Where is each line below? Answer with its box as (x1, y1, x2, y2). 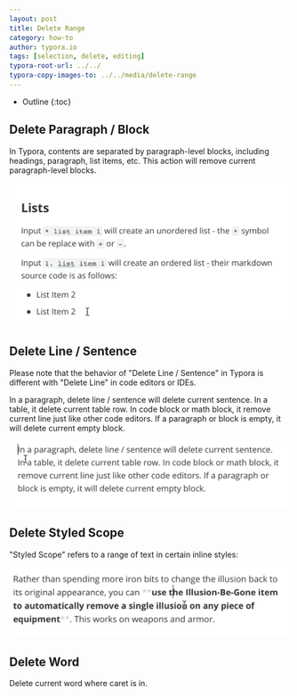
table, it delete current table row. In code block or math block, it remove (9, 404, 271, 414)
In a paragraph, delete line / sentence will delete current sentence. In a (9, 394, 269, 405)
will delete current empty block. (9, 422, 125, 433)
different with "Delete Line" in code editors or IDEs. (9, 377, 197, 388)
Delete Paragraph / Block (9, 122, 149, 137)
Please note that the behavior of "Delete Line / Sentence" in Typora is (9, 367, 264, 378)
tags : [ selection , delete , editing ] (9, 52, 145, 61)
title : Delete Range (9, 23, 86, 33)
